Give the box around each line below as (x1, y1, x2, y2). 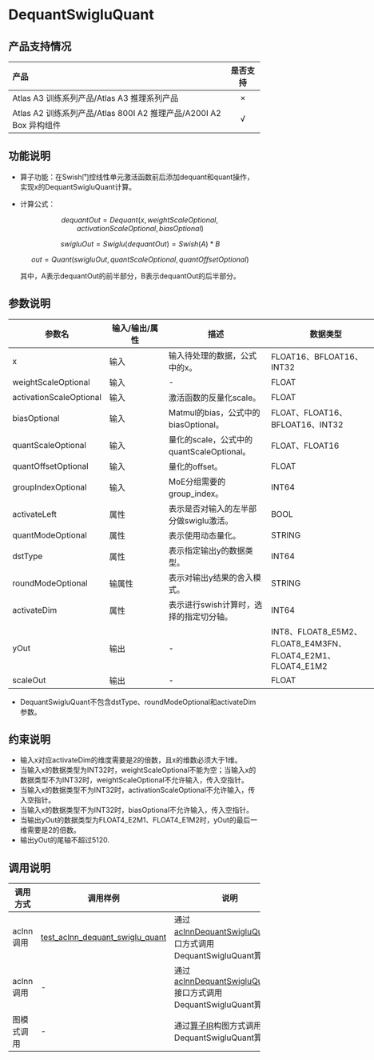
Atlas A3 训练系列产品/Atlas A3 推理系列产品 (12, 93, 179, 103)
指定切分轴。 (184, 610, 233, 622)
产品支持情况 (8, 39, 72, 53)
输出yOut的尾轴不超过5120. (19, 835, 110, 845)
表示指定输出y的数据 (168, 545, 245, 556)
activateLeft (12, 508, 58, 519)
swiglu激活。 (184, 514, 233, 526)
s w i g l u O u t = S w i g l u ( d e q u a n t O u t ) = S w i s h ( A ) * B (60, 238, 221, 249)
